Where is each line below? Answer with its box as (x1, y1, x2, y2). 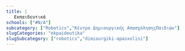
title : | (6, 8, 28, 15)
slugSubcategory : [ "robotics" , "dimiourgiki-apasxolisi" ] (6, 36, 149, 42)
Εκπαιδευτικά (14, 14, 46, 20)
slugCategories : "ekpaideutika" (6, 30, 85, 36)
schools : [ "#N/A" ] (6, 19, 51, 25)
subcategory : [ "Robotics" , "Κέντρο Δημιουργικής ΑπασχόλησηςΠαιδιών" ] (6, 25, 180, 31)
